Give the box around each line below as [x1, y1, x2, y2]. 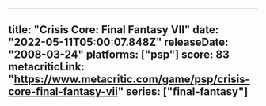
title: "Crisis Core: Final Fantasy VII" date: [8, 23, 219, 36]
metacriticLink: [8, 60, 85, 74]
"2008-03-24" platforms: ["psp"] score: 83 [8, 48, 230, 62]
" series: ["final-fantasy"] [117, 85, 249, 99]
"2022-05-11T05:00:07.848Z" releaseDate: [8, 36, 229, 49]
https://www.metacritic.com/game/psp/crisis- [13, 73, 251, 86]
